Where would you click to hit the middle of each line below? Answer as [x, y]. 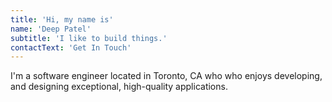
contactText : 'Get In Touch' [71, 47]
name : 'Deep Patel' [51, 29]
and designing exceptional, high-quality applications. [119, 87]
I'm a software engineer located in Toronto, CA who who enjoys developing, [166, 76]
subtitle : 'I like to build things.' [89, 38]
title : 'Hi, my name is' [62, 19]
